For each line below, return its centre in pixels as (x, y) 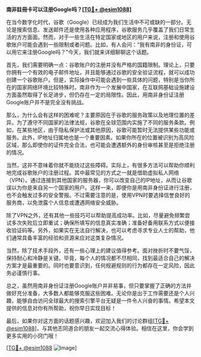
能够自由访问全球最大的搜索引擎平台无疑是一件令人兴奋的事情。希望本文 (106, 301)
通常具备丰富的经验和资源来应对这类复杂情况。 (69, 238)
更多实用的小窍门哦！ (32, 336)
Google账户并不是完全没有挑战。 (47, 102)
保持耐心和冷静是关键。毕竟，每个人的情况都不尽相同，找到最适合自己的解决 (100, 258)
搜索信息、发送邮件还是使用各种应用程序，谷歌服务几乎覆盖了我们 (98, 30)
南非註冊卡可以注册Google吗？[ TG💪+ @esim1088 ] (69, 9)
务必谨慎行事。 (25, 273)
